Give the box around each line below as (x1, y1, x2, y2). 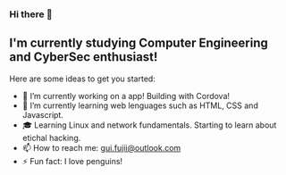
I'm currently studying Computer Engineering (9, 36, 268, 51)
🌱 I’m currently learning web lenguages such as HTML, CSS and (21, 100, 259, 111)
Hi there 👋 (9, 8, 54, 21)
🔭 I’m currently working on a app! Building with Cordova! (21, 90, 231, 101)
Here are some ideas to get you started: (9, 73, 156, 84)
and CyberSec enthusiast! (9, 49, 158, 65)
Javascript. (21, 109, 64, 120)
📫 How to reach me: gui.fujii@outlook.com (21, 142, 181, 153)
